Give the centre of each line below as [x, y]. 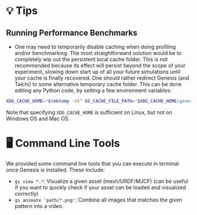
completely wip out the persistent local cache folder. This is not [91, 59]
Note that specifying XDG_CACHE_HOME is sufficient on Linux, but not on [89, 112]
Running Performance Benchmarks [72, 33]
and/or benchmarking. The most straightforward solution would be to [98, 53]
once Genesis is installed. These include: [55, 170]
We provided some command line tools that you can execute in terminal [92, 163]
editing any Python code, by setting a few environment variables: [93, 90]
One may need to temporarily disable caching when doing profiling [95, 47]
